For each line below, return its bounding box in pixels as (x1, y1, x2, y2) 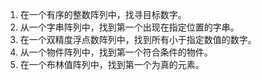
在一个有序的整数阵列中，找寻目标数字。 (19, 9, 187, 20)
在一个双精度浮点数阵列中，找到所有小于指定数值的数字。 (19, 34, 257, 45)
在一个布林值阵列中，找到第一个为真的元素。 (19, 59, 205, 70)
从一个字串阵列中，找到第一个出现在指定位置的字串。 (19, 21, 240, 33)
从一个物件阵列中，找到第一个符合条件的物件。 (19, 46, 213, 58)
